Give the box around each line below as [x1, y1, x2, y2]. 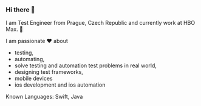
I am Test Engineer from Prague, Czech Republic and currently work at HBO [5, 19, 196, 27]
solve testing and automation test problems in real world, [14, 62, 157, 69]
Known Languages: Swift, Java [5, 93, 83, 101]
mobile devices [14, 75, 53, 82]
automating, [14, 56, 45, 63]
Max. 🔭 [5, 25, 24, 33]
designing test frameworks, [14, 68, 83, 76]
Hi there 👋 [5, 5, 36, 14]
